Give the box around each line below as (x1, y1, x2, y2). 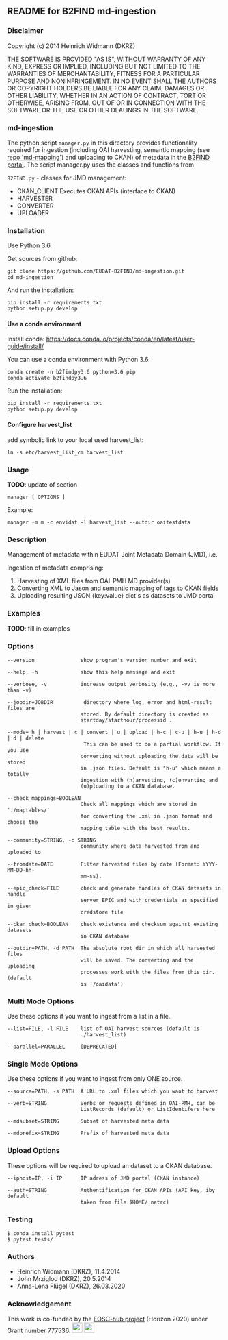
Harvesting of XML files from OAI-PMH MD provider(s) (16, 577, 171, 585)
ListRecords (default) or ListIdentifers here (80, 1106, 215, 1113)
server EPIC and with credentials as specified (80, 897, 218, 903)
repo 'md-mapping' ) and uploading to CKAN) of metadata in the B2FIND (7, 153, 210, 161)
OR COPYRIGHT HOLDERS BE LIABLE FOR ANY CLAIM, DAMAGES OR (7, 84, 205, 92)
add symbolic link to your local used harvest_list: (7, 435, 144, 444)
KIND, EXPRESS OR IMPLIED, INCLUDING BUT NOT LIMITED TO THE (7, 62, 201, 71)
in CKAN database (80, 932, 130, 940)
